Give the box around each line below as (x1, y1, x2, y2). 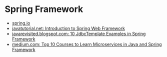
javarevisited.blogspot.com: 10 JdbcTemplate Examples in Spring (11, 30, 146, 36)
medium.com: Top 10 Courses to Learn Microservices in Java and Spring (11, 41, 162, 47)
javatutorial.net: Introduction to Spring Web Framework (11, 25, 125, 31)
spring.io (11, 20, 30, 26)
